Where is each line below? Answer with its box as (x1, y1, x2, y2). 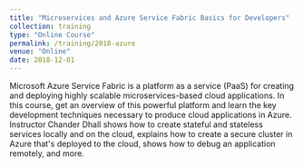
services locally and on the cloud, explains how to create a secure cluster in (9, 129, 293, 139)
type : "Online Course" (9, 30, 95, 39)
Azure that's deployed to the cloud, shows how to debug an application (9, 138, 276, 149)
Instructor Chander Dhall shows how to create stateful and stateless (9, 119, 263, 130)
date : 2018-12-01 (9, 55, 75, 64)
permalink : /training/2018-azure (9, 38, 136, 48)
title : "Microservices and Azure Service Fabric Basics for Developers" (9, 13, 290, 23)
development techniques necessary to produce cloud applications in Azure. (9, 110, 292, 120)
